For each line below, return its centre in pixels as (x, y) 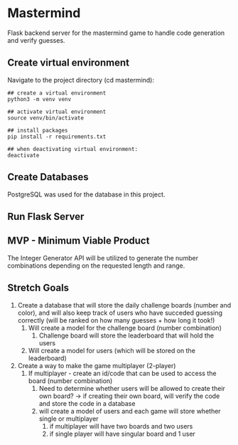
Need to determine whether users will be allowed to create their (132, 388)
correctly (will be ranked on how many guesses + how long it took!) (116, 320)
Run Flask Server (46, 216)
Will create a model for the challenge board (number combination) (125, 328)
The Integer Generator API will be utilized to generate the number (103, 258)
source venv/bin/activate (45, 118)
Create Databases (48, 177)
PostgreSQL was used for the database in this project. (86, 194)
